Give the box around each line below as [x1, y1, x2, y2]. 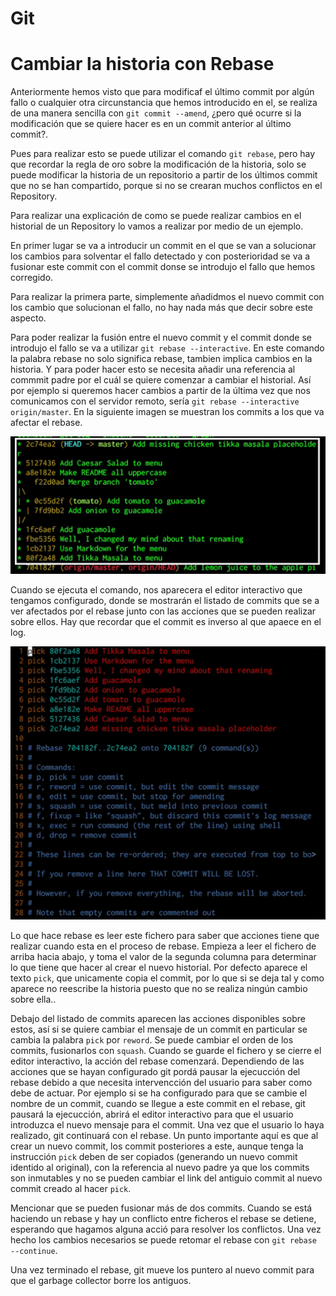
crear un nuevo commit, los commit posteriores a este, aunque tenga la [10, 1140, 304, 1152]
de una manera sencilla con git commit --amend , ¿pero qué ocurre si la [10, 107, 302, 119]
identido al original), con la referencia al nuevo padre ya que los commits [10, 1162, 310, 1174]
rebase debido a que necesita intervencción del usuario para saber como [10, 1077, 313, 1089]
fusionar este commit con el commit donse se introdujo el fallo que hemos [10, 261, 316, 273]
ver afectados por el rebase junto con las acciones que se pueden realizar [10, 605, 317, 617]
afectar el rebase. [10, 417, 83, 429]
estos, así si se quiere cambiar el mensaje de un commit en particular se [10, 1023, 308, 1036]
